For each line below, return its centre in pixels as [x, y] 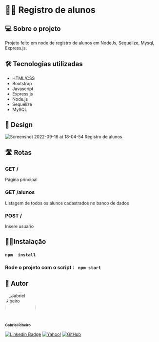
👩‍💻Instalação [26, 242]
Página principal [21, 180]
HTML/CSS [23, 78]
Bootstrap [22, 83]
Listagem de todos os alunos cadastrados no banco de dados [67, 203]
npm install [20, 255]
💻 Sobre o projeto [33, 29]
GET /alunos [20, 192]
